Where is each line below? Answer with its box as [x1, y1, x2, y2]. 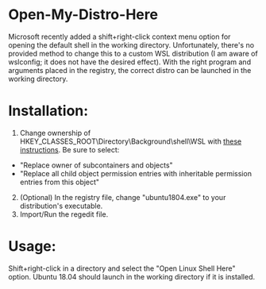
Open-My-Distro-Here [8, 6, 159, 24]
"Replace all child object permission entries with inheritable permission [19, 168, 253, 178]
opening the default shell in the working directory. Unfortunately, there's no [8, 40, 255, 49]
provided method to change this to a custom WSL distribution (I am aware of [8, 48, 258, 58]
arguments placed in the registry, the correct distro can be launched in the [8, 65, 252, 75]
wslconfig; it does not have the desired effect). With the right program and [8, 57, 252, 67]
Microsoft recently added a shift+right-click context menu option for [8, 32, 231, 41]
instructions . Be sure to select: [19, 144, 120, 154]
